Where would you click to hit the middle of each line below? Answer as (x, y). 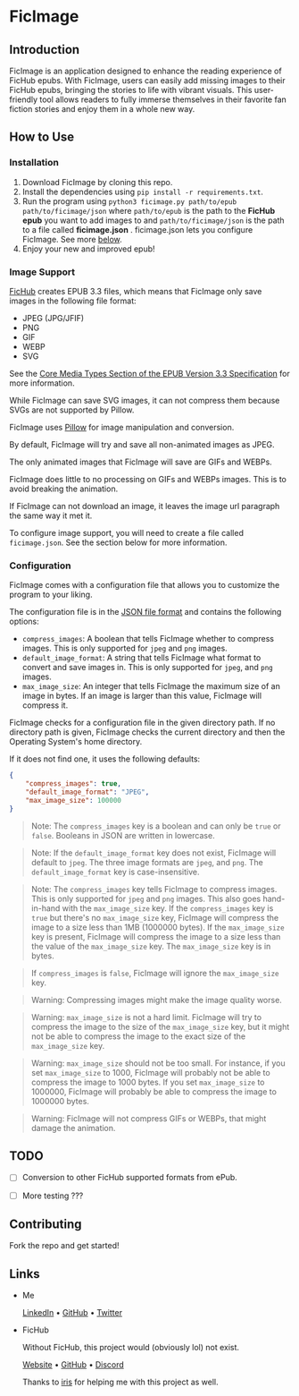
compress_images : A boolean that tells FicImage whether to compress (148, 639)
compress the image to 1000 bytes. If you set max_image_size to (148, 1082)
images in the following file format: (73, 301)
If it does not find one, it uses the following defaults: (105, 759)
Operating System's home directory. (76, 742)
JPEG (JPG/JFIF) (53, 318)
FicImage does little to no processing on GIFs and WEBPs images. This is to (148, 479)
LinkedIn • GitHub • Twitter (72, 1313)
